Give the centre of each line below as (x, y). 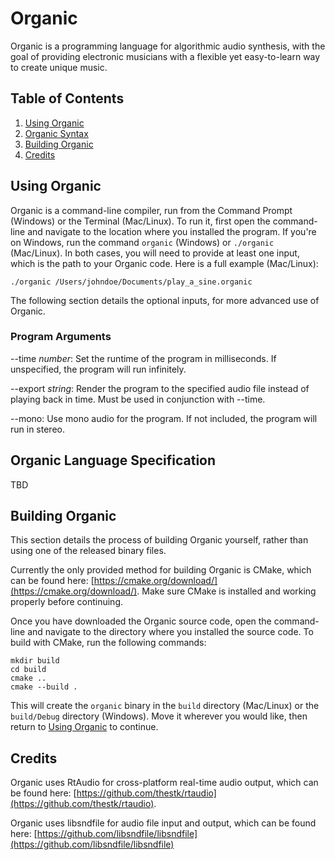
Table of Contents (67, 98)
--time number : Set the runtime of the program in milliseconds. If (143, 358)
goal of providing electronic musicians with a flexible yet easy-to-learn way (165, 56)
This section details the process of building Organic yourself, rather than (159, 540)
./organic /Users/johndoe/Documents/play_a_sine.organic (131, 282)
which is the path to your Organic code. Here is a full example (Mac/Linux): (164, 263)
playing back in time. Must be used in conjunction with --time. (138, 399)
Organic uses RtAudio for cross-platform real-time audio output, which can (164, 783)
